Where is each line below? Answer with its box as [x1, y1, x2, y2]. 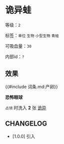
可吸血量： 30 [5, 43, 32, 49]
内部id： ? [5, 53, 25, 60]
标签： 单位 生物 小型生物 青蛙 [5, 32, 59, 38]
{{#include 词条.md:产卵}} [5, 83, 58, 89]
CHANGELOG [5, 120, 47, 128]
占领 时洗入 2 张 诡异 [5, 105, 47, 111]
